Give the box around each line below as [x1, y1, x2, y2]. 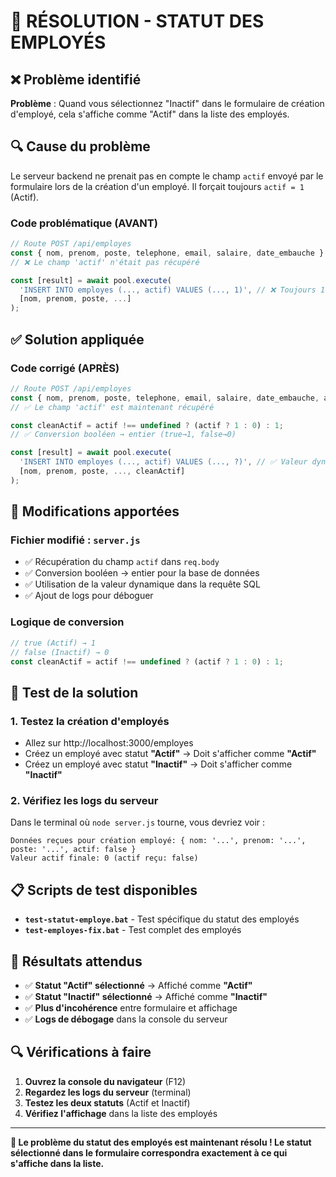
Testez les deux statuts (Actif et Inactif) [24, 1096, 191, 1109]
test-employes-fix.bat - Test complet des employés [24, 924, 242, 936]
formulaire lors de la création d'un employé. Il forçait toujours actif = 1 [10, 180, 305, 192]
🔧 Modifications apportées [10, 503, 180, 520]
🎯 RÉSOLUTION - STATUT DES [10, 10, 265, 33]
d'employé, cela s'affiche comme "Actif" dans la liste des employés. [10, 108, 290, 120]
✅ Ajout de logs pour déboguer [24, 590, 154, 602]
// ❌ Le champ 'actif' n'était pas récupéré [10, 257, 200, 267]
